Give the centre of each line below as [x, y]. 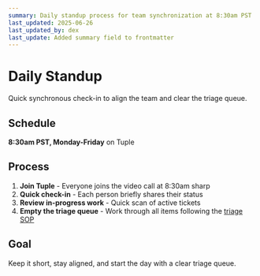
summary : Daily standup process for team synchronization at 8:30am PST [130, 15]
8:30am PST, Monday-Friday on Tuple [72, 142]
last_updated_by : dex [44, 30]
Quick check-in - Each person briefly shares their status [111, 194]
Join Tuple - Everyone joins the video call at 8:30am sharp [115, 185]
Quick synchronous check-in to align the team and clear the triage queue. [128, 99]
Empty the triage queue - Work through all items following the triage [131, 211]
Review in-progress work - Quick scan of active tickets [110, 203]
